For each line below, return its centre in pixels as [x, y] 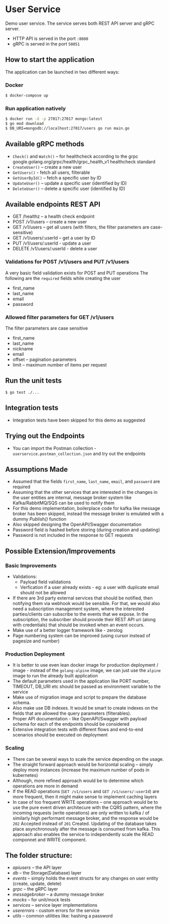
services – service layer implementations [55, 905]
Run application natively [36, 108]
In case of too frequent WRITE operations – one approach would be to [85, 802]
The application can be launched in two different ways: [62, 72]
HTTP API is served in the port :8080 [50, 38]
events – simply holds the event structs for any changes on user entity [86, 879]
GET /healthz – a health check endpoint [53, 216]
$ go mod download [24, 124]
